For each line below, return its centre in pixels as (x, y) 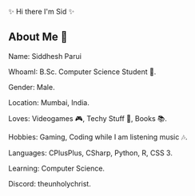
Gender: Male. (32, 87)
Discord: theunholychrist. (50, 183)
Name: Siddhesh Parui (45, 56)
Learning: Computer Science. (57, 168)
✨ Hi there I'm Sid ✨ (41, 12)
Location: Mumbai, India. (49, 102)
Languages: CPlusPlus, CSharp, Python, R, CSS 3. (91, 153)
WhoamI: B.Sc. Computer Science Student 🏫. (82, 72)
